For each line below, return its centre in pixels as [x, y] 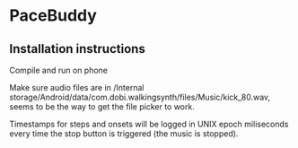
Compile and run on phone [59, 70]
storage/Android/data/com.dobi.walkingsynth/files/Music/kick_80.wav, [140, 97]
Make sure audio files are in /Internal [77, 87]
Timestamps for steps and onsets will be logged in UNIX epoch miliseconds [149, 124]
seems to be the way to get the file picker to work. [102, 107]
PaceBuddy [53, 16]
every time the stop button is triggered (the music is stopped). [124, 134]
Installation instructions [77, 49]
